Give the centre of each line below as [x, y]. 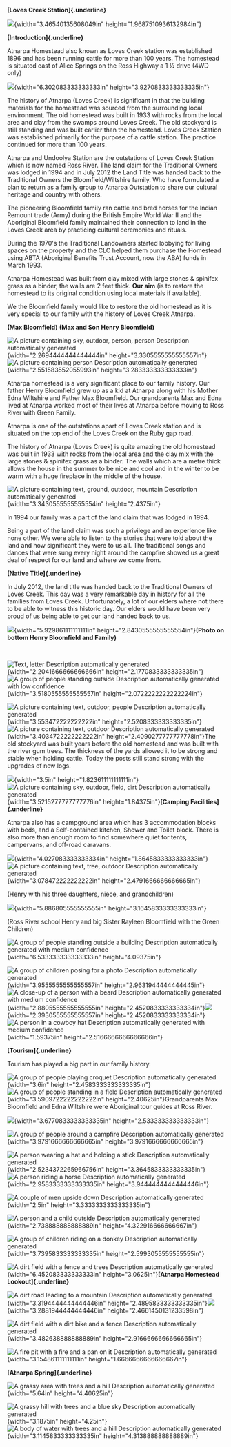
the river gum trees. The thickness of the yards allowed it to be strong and [112, 751]
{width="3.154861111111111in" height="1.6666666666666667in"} [97, 1359]
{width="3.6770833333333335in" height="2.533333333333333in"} [112, 1121]
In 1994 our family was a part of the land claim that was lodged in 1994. [108, 517]
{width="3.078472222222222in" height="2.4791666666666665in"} [104, 881]
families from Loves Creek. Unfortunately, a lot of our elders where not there [115, 601]
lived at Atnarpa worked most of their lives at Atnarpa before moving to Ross [115, 405]
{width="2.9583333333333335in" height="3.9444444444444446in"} [108, 1184]
